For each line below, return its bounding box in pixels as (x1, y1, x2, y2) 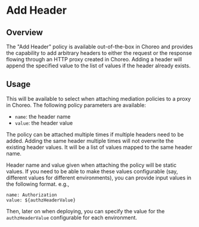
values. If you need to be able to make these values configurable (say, (6, 167, 178, 175)
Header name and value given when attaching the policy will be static (6, 161, 177, 169)
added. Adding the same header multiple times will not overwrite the (6, 137, 174, 144)
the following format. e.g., (6, 180, 70, 188)
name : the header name (14, 113, 71, 120)
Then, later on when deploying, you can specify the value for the (6, 207, 165, 214)
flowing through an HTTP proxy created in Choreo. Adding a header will (6, 56, 182, 63)
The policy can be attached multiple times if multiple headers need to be (6, 130, 184, 138)
